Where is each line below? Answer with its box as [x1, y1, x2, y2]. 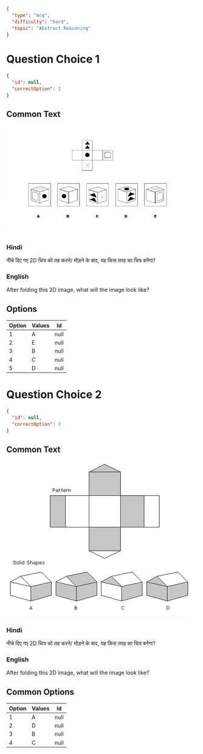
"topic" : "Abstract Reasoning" [12, 25, 91, 31]
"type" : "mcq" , [12, 12, 50, 18]
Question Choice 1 [6, 52, 100, 66]
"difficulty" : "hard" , [12, 18, 69, 25]
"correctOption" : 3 [12, 421, 61, 428]
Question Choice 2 [6, 387, 102, 401]
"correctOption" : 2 [12, 86, 61, 92]
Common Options [6, 686, 75, 697]
